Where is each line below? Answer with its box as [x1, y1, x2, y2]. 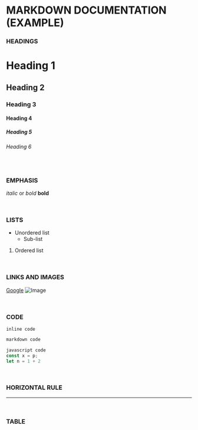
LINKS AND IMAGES [6, 273, 65, 281]
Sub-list [23, 236, 43, 243]
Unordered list [14, 229, 50, 236]
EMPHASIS [6, 176, 38, 184]
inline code [6, 326, 35, 332]
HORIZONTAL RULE [6, 383, 63, 392]
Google [6, 286, 24, 294]
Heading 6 [6, 143, 32, 151]
